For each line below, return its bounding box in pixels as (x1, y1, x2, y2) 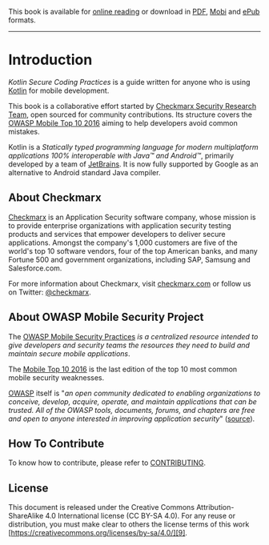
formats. (8, 15, 36, 25)
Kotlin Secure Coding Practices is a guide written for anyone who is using (8, 77, 251, 86)
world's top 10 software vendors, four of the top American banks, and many (8, 246, 258, 255)
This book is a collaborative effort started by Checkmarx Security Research (8, 101, 257, 110)
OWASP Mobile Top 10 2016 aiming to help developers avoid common (8, 118, 239, 127)
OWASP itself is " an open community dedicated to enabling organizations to (8, 388, 261, 398)
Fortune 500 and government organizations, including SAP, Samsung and (8, 254, 251, 264)
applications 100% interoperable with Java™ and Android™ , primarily (8, 150, 235, 160)
